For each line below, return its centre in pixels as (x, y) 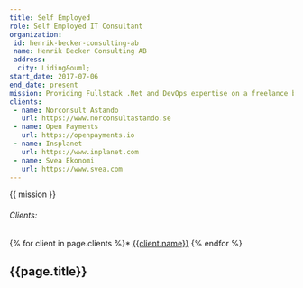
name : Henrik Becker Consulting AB (80, 51)
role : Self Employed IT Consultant (76, 26)
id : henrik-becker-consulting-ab (76, 43)
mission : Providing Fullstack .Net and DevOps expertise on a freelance (149, 93)
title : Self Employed (50, 18)
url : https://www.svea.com (72, 169)
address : (30, 60)
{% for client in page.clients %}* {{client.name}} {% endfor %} (126, 243)
